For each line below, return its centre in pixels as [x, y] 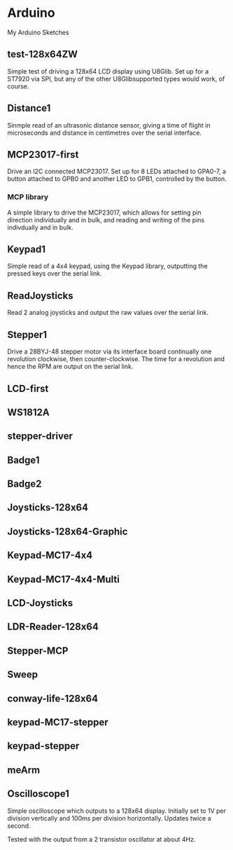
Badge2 [24, 484]
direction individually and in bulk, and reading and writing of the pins [106, 220]
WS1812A [29, 412]
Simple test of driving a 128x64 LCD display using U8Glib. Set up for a [108, 71]
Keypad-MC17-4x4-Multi [64, 579]
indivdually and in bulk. [40, 227]
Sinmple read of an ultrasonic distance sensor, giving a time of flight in [109, 125]
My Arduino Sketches [38, 32]
